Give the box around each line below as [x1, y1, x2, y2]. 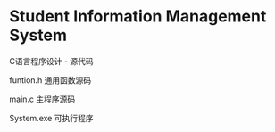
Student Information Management [9, 6, 267, 27]
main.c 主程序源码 [9, 94, 76, 104]
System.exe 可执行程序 [9, 112, 94, 123]
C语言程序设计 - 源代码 [9, 55, 94, 66]
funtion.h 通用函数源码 [9, 74, 92, 86]
